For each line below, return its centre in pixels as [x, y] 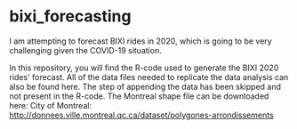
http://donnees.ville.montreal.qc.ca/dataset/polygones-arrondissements [141, 115]
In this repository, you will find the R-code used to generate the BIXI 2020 [144, 68]
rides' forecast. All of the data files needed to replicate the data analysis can [149, 77]
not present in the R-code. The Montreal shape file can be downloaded [139, 96]
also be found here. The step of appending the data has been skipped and [145, 86]
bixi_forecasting [70, 16]
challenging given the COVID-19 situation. [85, 50]
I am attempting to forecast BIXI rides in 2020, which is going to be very [141, 41]
